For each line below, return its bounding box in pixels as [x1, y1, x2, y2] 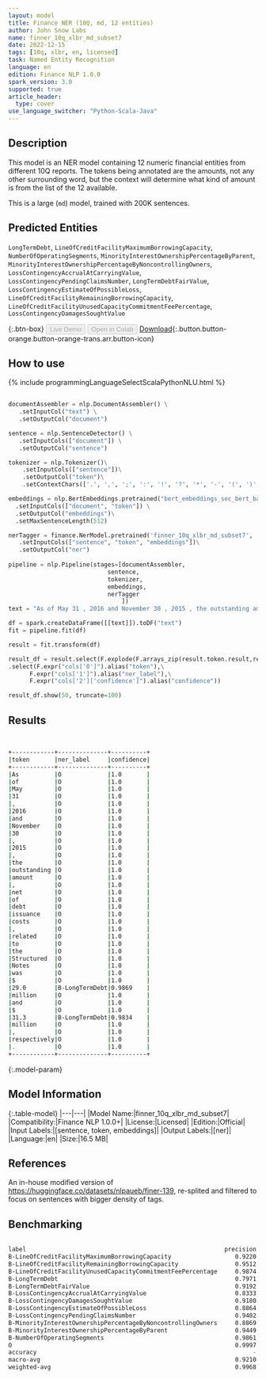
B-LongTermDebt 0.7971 [8, 1274, 257, 1283]
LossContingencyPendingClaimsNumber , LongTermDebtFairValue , [8, 276, 210, 285]
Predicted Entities [8, 221, 98, 234]
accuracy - [8, 1348, 257, 1357]
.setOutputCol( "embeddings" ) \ [15, 509, 115, 517]
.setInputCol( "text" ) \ [18, 408, 97, 416]
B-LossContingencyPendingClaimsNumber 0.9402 [8, 1312, 257, 1320]
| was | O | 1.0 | [8, 969, 150, 977]
